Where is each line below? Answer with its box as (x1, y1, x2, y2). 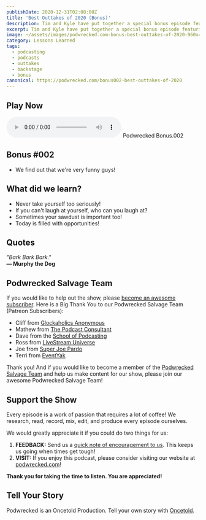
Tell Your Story (6, 491, 64, 501)
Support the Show (6, 394, 77, 405)
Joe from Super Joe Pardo (15, 345, 83, 353)
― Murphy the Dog (6, 260, 55, 268)
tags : (6, 44, 20, 50)
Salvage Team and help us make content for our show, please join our (6, 370, 183, 378)
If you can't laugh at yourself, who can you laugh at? (15, 206, 148, 214)
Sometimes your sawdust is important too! (15, 213, 123, 220)
